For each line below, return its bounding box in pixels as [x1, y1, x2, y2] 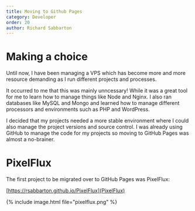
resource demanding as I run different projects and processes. [6, 76, 157, 83]
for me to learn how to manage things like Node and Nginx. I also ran [6, 93, 172, 100]
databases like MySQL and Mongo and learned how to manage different [6, 100, 180, 107]
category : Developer [6, 14, 57, 20]
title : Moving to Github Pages [6, 8, 83, 15]
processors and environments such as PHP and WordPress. [6, 106, 150, 113]
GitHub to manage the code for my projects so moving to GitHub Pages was [6, 130, 189, 137]
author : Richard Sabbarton [6, 25, 72, 31]
